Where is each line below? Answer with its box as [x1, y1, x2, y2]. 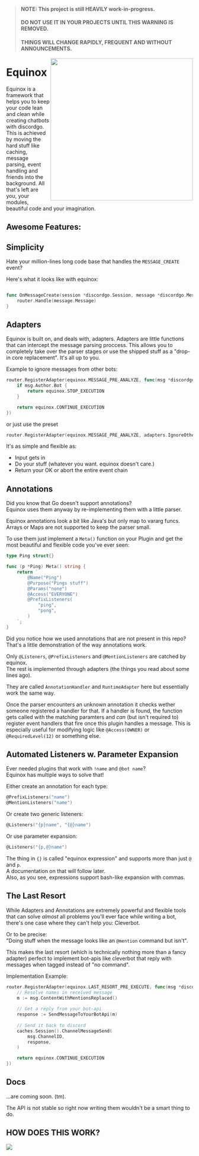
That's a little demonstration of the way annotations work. [6, 641, 147, 648]
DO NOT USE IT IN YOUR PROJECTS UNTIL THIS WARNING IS [20, 19, 174, 26]
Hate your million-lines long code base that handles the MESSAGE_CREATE [6, 258, 179, 265]
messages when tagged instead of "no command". [6, 961, 130, 968]
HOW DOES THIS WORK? [6, 1128, 101, 1138]
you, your [6, 192, 30, 199]
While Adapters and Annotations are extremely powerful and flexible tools [6, 907, 187, 914]
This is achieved [6, 129, 46, 136]
